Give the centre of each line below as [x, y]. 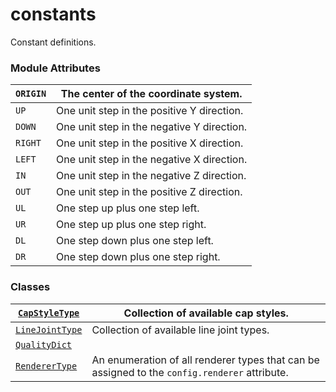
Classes [30, 287]
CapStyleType [49, 312]
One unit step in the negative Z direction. [151, 176]
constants [53, 14]
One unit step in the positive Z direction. [149, 192]
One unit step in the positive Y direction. [150, 111]
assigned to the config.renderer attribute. [190, 372]
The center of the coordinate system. [151, 94]
